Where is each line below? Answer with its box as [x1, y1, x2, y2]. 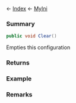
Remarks [6, 90, 33, 98]
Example [6, 75, 32, 83]
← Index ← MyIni [6, 5, 47, 12]
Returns [6, 59, 30, 67]
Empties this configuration [6, 44, 71, 51]
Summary [6, 20, 36, 28]
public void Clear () [6, 33, 58, 39]
